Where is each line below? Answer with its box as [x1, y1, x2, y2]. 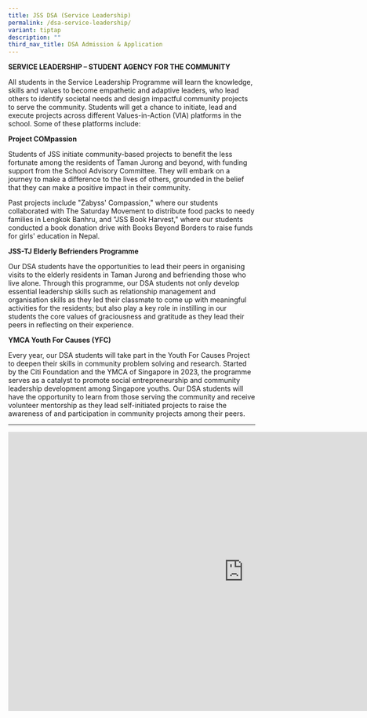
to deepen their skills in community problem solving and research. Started [8, 359, 247, 369]
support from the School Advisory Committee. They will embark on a [8, 166, 231, 176]
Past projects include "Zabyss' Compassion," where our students [8, 198, 218, 208]
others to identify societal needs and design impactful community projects [8, 94, 249, 104]
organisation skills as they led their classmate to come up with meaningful [8, 295, 247, 304]
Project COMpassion [8, 134, 77, 144]
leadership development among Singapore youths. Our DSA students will [8, 384, 244, 393]
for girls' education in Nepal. [8, 231, 100, 241]
